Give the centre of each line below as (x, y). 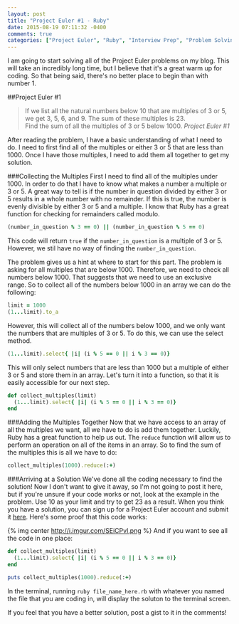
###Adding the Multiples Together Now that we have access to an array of (117, 422)
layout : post (27, 14)
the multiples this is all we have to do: (62, 453)
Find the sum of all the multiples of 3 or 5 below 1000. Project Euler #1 (127, 126)
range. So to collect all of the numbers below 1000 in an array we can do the (119, 285)
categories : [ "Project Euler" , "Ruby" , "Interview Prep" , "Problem (110, 41)
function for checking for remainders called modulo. (84, 214)
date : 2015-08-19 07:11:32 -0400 (57, 27)
